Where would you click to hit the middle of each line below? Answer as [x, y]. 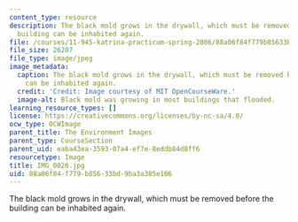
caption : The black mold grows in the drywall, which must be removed [150, 75]
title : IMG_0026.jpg [47, 165]
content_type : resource [53, 17]
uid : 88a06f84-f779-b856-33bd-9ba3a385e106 [91, 173]
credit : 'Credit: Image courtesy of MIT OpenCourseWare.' [127, 91]
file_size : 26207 [41, 50]
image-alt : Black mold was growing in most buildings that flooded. [146, 100]
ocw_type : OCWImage [45, 125]
